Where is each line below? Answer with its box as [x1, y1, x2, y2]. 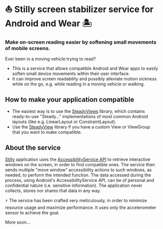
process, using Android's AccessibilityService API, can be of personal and [5, 178, 155, 183]
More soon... [5, 219, 31, 225]
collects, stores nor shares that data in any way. [5, 188, 101, 194]
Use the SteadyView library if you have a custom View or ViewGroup [12, 124, 150, 130]
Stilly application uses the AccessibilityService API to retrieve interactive [5, 156, 150, 162]
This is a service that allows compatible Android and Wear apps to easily [12, 66, 159, 72]
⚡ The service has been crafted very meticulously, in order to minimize [5, 198, 147, 204]
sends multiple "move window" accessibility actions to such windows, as [5, 167, 152, 173]
